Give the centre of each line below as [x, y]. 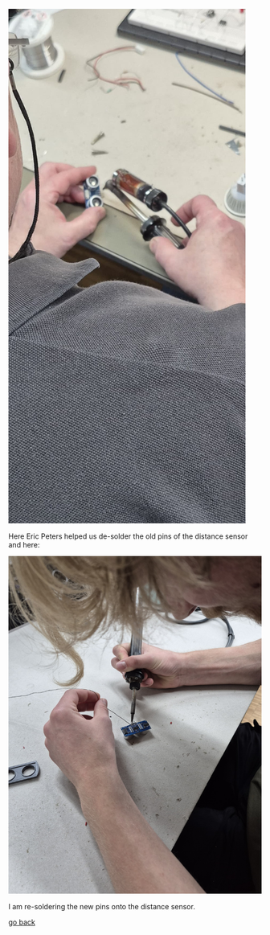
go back [22, 922]
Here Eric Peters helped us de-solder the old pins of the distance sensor [128, 536]
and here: [24, 545]
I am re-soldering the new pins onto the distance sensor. [102, 906]
